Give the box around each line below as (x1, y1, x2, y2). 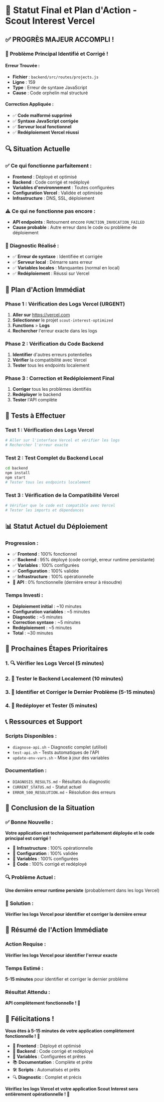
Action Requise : (5, 940, 46, 948)
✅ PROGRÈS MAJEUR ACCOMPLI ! (5, 35, 114, 44)
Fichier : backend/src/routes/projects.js (12, 74, 99, 80)
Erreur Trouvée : (5, 63, 40, 69)
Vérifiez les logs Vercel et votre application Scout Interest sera (5, 1086, 138, 1092)
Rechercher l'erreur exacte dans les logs (12, 328, 98, 334)
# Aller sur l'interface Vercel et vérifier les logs (5, 438, 120, 443)
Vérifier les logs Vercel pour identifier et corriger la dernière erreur (5, 911, 147, 917)
